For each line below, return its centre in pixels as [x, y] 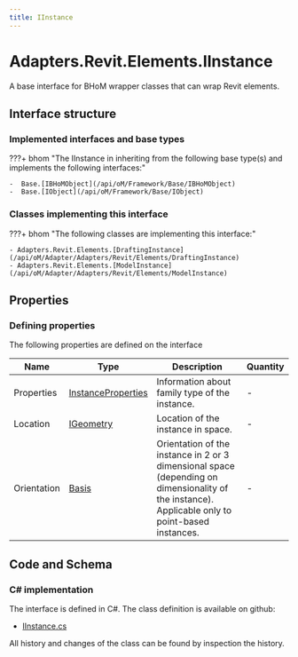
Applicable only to [194, 511]
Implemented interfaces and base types [97, 139]
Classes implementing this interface [89, 214]
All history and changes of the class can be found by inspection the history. [147, 643]
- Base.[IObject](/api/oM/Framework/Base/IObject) [106, 192]
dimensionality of [192, 488]
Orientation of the [193, 444]
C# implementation [51, 590]
